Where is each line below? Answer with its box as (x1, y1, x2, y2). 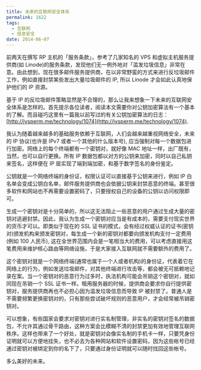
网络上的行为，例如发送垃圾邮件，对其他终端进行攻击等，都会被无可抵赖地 (6, 265, 190, 272)
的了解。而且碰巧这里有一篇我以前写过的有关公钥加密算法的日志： (6, 111, 169, 118)
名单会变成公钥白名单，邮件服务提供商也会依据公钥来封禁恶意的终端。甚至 (6, 180, 190, 187)
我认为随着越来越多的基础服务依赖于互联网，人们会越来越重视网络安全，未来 (6, 130, 195, 137)
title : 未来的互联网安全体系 (6, 8, 70, 15)
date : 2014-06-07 (6, 36, 50, 42)
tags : (6, 20, 20, 26)
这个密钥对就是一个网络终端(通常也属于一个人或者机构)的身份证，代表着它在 (6, 258, 194, 264)
